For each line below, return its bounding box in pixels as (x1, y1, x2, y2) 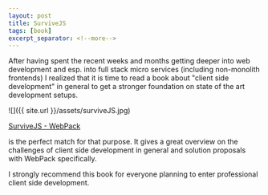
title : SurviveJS (8, 19, 67, 27)
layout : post (8, 11, 52, 20)
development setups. (8, 90, 79, 100)
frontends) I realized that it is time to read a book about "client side (8, 73, 229, 83)
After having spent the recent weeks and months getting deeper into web (8, 56, 250, 66)
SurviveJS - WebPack (8, 121, 81, 131)
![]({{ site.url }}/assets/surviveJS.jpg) (8, 106, 131, 116)
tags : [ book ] (8, 26, 52, 35)
